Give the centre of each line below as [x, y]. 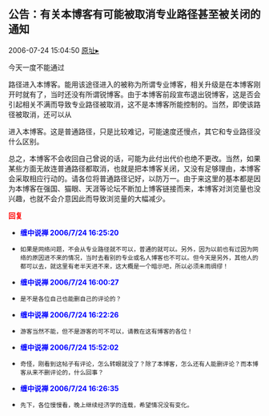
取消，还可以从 [47, 114]
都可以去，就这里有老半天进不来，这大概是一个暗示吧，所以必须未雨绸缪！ [124, 266]
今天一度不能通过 [36, 67]
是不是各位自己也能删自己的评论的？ [70, 299]
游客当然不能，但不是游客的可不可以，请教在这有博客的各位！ [106, 331]
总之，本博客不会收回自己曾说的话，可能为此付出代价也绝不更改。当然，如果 [134, 158]
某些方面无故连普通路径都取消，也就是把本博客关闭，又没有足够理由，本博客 [134, 168]
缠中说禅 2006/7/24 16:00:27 [69, 282]
